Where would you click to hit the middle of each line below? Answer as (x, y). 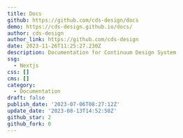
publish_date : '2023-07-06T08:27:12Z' (64, 105)
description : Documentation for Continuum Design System (92, 53)
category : (22, 85)
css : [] (19, 72)
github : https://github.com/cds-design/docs (73, 20)
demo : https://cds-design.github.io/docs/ (70, 26)
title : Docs (24, 14)
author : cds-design (36, 33)
